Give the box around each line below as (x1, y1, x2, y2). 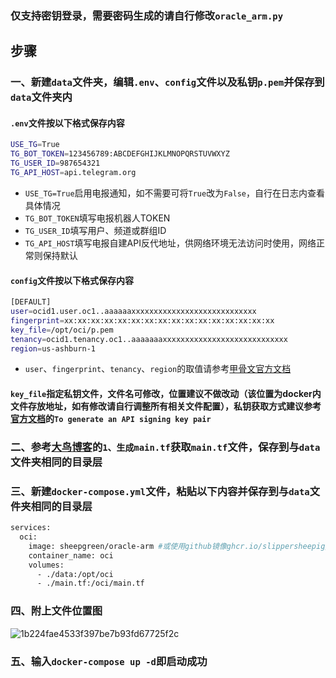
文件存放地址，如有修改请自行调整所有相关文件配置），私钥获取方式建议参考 (10, 400, 322, 412)
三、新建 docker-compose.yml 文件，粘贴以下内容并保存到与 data (10, 484, 310, 498)
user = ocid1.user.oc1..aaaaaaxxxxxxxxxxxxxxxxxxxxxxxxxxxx (10, 307, 257, 317)
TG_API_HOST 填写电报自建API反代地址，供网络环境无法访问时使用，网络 (24, 237, 317, 249)
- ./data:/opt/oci (36, 569, 114, 579)
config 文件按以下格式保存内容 (10, 274, 134, 286)
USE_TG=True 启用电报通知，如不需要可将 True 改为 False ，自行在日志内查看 (24, 187, 325, 199)
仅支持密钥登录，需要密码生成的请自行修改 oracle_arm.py (10, 8, 284, 22)
